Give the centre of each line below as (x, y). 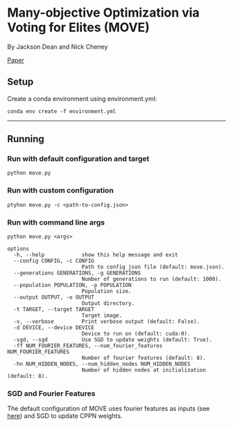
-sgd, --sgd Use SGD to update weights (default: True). (113, 340)
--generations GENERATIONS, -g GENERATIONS (77, 273)
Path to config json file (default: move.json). (153, 267)
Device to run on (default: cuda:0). (136, 334)
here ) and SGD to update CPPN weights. (65, 416)
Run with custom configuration (61, 191)
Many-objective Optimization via (103, 13)
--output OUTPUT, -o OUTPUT (54, 297)
